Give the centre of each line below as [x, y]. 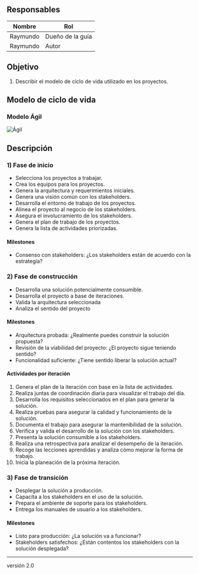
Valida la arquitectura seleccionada [58, 302]
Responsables [34, 10]
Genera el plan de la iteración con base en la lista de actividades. [94, 386]
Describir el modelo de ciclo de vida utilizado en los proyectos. [92, 81]
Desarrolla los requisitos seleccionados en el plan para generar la [95, 399]
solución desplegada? [42, 549]
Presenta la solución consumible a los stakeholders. [78, 437]
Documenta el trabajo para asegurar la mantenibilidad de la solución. [99, 424]
